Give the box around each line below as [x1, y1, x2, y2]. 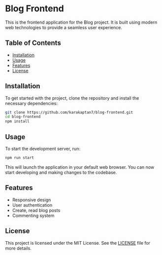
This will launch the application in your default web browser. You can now [5, 164, 155, 170]
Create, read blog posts [12, 207, 61, 213]
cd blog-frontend [5, 114, 41, 119]
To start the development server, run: [5, 146, 80, 151]
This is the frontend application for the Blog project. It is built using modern [5, 19, 158, 25]
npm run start [5, 155, 34, 160]
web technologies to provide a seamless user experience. [5, 24, 122, 30]
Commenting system [12, 213, 55, 219]
